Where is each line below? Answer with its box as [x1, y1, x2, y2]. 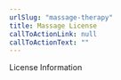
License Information [9, 62, 83, 73]
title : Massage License [9, 21, 98, 30]
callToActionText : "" [9, 37, 90, 47]
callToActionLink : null [9, 29, 98, 38]
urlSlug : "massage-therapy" [9, 12, 114, 22]
